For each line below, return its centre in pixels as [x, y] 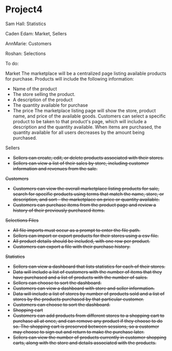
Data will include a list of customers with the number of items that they [87, 272]
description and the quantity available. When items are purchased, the [87, 127]
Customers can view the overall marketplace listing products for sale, [86, 188]
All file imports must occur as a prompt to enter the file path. [77, 230]
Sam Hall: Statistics [26, 24]
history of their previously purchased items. [59, 210]
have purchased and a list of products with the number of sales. [80, 277]
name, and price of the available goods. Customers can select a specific [89, 116]
